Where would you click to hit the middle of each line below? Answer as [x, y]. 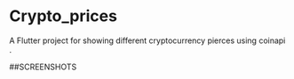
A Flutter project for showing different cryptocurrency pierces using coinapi [147, 40]
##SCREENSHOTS [43, 67]
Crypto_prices [64, 16]
